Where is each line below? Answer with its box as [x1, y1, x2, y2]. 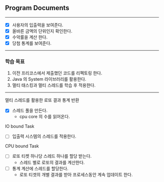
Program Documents [5, 4, 69, 12]
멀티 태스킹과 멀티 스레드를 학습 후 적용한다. [12, 82, 96, 88]
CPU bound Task [5, 143, 39, 149]
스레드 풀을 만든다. [12, 108, 48, 113]
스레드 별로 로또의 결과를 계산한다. [19, 159, 85, 165]
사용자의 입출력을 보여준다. [12, 22, 63, 28]
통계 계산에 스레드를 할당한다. [12, 165, 69, 171]
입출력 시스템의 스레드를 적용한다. [12, 133, 77, 139]
